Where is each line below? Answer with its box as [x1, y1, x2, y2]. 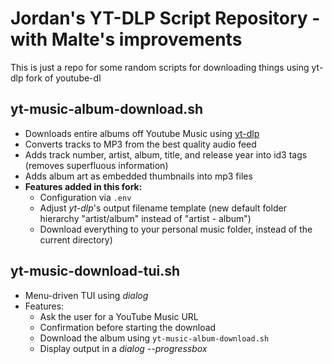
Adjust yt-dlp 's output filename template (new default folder [39, 202, 288, 214]
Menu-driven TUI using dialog [24, 289, 149, 301]
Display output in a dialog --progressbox [39, 342, 208, 354]
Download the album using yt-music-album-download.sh [39, 332, 270, 344]
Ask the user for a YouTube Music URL [39, 310, 199, 322]
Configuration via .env [39, 191, 132, 203]
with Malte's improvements [10, 28, 243, 51]
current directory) [39, 233, 113, 246]
